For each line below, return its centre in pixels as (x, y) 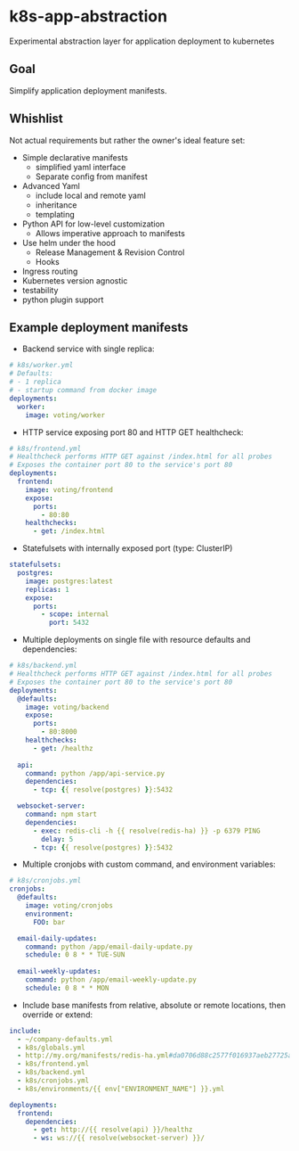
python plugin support (63, 300)
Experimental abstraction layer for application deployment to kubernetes (142, 41)
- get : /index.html (69, 531)
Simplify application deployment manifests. (88, 90)
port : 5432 (69, 623)
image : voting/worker (65, 415)
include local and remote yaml (91, 195)
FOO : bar (49, 922)
